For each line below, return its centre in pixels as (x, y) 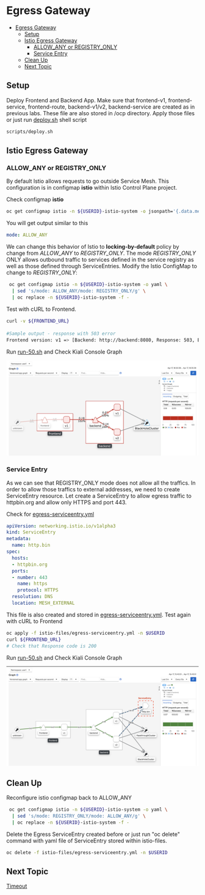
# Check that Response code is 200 (52, 646)
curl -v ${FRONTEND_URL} (38, 321)
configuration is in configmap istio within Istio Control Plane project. (92, 188)
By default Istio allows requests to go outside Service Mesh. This (88, 181)
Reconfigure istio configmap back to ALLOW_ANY (69, 798)
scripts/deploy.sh (30, 132)
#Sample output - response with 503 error (61, 334)
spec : (13, 552)
